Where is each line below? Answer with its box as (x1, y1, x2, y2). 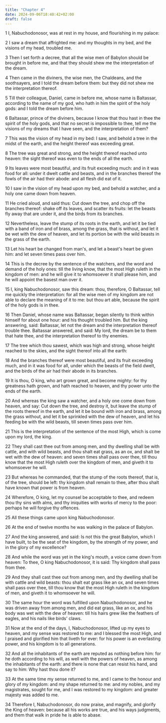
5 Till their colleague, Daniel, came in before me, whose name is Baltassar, (5, 95, 157, 101)
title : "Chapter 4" (5, 7, 46, 12)
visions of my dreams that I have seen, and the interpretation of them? (5, 126, 149, 132)
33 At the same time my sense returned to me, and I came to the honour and (5, 676, 161, 682)
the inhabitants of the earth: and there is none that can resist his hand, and (5, 661, 158, 667)
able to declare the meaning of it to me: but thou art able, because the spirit (5, 297, 160, 303)
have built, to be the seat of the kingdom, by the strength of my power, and (5, 539, 158, 545)
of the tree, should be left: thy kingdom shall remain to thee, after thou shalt (5, 480, 160, 485)
